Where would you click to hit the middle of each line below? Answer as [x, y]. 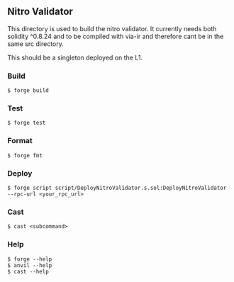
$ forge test [27, 123]
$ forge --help [30, 259]
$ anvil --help [30, 265]
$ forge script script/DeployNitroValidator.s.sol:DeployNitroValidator [117, 188]
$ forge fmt [25, 155]
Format [20, 141]
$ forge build [28, 91]
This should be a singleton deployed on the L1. [75, 57]
